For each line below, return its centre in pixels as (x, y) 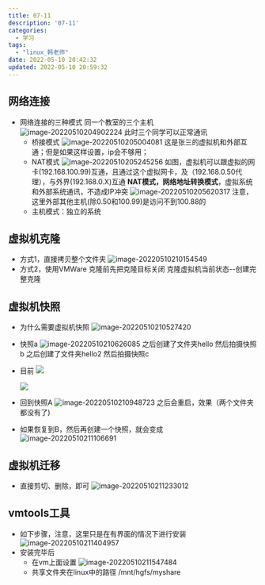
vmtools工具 (39, 513)
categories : (28, 30)
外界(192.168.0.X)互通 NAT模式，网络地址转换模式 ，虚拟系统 (154, 181)
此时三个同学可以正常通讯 (166, 132)
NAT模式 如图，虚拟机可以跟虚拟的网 (143, 162)
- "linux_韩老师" (42, 52)
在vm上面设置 (54, 562)
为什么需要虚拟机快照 (54, 327)
